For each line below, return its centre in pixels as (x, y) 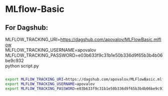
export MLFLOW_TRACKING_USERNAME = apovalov (50, 84)
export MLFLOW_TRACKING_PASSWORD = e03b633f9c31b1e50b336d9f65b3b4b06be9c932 (86, 89)
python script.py (22, 66)
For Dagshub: (27, 28)
